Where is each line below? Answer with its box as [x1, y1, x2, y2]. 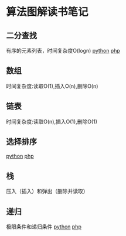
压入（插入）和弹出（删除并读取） [6, 188, 88, 195]
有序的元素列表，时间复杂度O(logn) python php [6, 47, 120, 54]
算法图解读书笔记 [6, 5, 89, 19]
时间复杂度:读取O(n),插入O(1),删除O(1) [6, 118, 98, 125]
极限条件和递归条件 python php [6, 223, 82, 230]
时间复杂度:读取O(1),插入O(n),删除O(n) [6, 83, 98, 90]
